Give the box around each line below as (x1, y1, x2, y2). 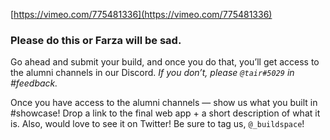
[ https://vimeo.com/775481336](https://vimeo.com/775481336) (10, 9, 273, 20)
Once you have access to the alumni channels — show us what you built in (10, 97, 318, 109)
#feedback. (10, 77, 58, 89)
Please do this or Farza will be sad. (10, 33, 182, 47)
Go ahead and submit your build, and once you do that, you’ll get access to (10, 56, 320, 68)
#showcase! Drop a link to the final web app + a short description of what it (10, 107, 321, 119)
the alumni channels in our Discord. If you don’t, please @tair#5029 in (10, 67, 295, 79)
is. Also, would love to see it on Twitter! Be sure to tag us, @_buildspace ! (10, 118, 305, 130)
